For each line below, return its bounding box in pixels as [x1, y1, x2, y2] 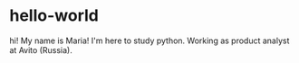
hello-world [9, 5, 100, 26]
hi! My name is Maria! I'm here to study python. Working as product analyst [9, 35, 290, 46]
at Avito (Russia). [9, 44, 72, 55]
